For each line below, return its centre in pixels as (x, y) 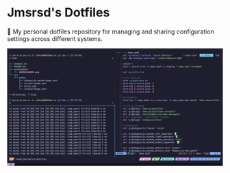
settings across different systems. (55, 38)
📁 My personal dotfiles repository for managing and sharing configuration (111, 31)
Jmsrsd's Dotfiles (59, 13)
